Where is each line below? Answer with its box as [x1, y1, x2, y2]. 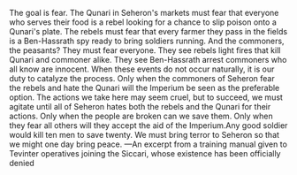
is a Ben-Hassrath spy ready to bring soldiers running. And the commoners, [9, 35, 285, 46]
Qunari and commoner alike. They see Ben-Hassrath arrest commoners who [9, 55, 287, 65]
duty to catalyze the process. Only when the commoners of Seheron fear [9, 73, 276, 83]
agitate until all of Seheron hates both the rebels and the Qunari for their [9, 102, 271, 111]
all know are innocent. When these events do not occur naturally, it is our [9, 64, 275, 74]
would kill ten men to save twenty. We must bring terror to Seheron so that [9, 130, 280, 140]
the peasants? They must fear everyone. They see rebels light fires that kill [9, 45, 281, 56]
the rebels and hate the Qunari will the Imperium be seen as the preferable [9, 83, 280, 93]
